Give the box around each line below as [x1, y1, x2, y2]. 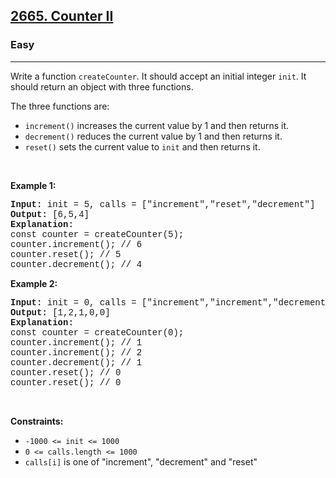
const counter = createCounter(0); [10, 327, 185, 338]
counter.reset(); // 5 [10, 249, 122, 260]
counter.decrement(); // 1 [10, 357, 143, 368]
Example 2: [10, 277, 58, 289]
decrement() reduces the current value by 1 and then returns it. [24, 130, 283, 142]
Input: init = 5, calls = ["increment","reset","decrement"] [10, 199, 316, 210]
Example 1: [10, 179, 57, 191]
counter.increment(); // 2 [10, 347, 143, 358]
